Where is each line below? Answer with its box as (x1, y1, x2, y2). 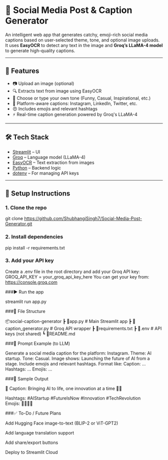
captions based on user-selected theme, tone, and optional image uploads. (5, 37, 160, 43)
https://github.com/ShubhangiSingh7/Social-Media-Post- (24, 215, 142, 221)
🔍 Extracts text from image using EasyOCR (12, 87, 102, 94)
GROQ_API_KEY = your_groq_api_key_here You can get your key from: (5, 273, 149, 279)
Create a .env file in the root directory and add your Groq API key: (5, 268, 140, 274)
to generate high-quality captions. (5, 47, 75, 53)
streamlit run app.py (5, 298, 46, 304)
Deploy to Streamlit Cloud (5, 449, 58, 455)
